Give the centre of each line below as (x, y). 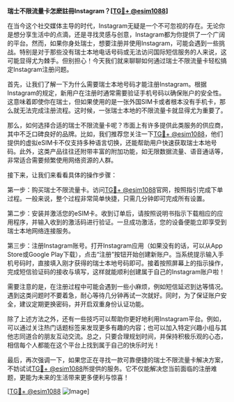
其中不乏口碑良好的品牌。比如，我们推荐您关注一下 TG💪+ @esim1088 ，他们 (115, 134)
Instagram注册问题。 (43, 69)
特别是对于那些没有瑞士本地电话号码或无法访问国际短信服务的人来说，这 (123, 52)
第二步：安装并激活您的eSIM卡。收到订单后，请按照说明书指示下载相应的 (112, 213)
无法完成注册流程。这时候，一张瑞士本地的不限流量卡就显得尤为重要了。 (123, 110)
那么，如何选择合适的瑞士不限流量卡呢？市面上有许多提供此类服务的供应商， (117, 125)
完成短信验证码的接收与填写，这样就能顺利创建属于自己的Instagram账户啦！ (116, 272)
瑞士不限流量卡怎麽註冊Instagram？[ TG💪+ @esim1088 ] (88, 11)
